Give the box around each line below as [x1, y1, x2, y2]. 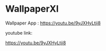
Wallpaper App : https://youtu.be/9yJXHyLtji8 [5, 20, 101, 26]
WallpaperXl [5, 3, 59, 15]
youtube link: [5, 30, 33, 36]
